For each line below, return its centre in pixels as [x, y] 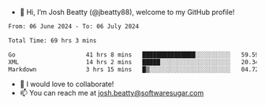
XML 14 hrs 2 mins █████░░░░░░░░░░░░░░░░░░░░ [119, 62]
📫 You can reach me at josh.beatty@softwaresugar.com [112, 93]
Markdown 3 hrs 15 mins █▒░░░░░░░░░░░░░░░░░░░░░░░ [119, 69]
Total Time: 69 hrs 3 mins [52, 40]
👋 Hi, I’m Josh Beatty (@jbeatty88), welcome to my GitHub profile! [127, 12]
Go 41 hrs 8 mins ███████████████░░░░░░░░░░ [119, 55]
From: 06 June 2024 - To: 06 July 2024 [74, 27]
